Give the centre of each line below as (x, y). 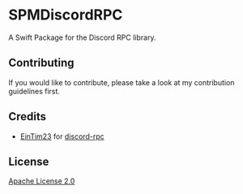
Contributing (41, 63)
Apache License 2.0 (42, 181)
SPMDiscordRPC (66, 15)
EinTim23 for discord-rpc (62, 136)
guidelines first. (34, 91)
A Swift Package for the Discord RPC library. (82, 37)
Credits (28, 116)
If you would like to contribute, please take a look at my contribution (122, 82)
